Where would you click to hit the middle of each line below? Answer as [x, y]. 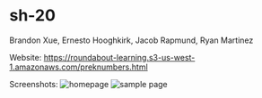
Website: [26, 57]
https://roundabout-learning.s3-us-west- [119, 57]
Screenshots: [34, 84]
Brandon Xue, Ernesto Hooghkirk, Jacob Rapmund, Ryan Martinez [131, 40]
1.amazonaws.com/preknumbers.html [79, 67]
